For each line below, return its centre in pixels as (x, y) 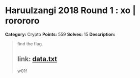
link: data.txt (37, 59)
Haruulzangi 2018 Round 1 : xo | (70, 10)
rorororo (22, 21)
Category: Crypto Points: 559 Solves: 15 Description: (60, 34)
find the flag (29, 43)
